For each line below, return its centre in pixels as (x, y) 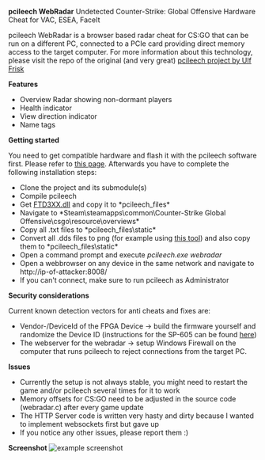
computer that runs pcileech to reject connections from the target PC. (133, 351)
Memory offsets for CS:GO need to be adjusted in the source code (128, 399)
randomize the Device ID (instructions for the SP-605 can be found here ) (138, 335)
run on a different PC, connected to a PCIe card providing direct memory (127, 44)
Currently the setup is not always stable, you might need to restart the (133, 382)
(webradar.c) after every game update (81, 407)
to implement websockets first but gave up (89, 424)
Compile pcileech (48, 196)
